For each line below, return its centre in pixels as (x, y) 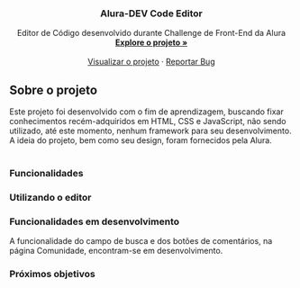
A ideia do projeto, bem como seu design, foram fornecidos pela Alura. (141, 140)
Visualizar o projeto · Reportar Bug (151, 62)
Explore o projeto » (151, 42)
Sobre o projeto (53, 90)
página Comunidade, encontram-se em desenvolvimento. (116, 251)
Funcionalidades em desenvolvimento (95, 221)
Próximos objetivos (53, 274)
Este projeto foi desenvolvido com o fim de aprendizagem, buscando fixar (146, 112)
